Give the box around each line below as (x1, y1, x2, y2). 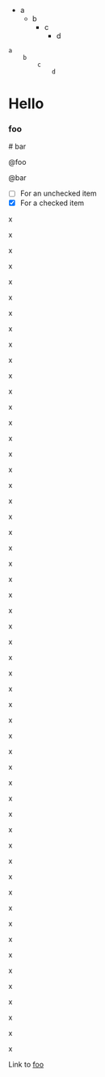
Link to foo (8, 1059, 44, 1069)
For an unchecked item (19, 188, 97, 199)
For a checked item (19, 198, 85, 208)
